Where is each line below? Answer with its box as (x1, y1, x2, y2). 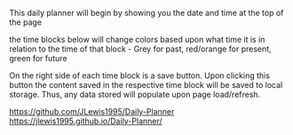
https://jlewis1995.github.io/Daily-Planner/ (9, 115, 162, 126)
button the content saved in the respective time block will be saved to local (9, 80, 283, 90)
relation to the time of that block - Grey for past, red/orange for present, (9, 44, 273, 54)
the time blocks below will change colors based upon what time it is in (9, 35, 265, 44)
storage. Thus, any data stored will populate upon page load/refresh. (9, 89, 261, 99)
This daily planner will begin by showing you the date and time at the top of (9, 8, 284, 18)
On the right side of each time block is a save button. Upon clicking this (9, 70, 271, 81)
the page (9, 17, 43, 28)
